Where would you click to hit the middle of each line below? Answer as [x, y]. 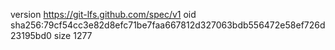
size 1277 [73, 35]
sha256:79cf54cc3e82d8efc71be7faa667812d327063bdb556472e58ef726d [168, 25]
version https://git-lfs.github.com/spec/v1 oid [103, 14]
